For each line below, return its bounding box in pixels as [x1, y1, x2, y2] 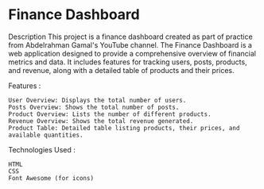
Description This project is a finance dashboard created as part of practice [8, 32, 253, 41]
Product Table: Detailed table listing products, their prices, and [8, 124, 240, 132]
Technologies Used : [8, 145, 76, 154]
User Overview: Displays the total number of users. [8, 96, 187, 104]
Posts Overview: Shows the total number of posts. [8, 103, 180, 111]
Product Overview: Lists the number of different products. [8, 110, 212, 118]
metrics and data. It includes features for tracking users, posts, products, [8, 57, 248, 67]
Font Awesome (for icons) [8, 174, 94, 182]
